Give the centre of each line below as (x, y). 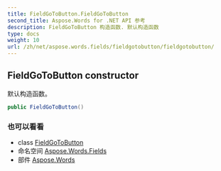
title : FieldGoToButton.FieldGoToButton (68, 14)
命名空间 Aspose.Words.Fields (62, 150)
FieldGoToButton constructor (73, 76)
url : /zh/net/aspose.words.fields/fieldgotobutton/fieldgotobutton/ (111, 47)
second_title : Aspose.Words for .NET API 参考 (76, 21)
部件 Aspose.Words (46, 160)
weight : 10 (23, 40)
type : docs (23, 34)
